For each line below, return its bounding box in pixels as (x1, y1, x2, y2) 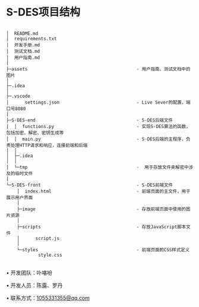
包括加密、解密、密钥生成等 (6, 130, 64, 136)
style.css (37, 252, 62, 258)
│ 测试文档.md (6, 48, 40, 54)
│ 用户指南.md (6, 55, 40, 60)
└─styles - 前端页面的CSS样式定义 (17, 247, 190, 252)
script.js (35, 235, 60, 241)
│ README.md (6, 30, 39, 36)
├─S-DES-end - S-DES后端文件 (6, 117, 173, 123)
